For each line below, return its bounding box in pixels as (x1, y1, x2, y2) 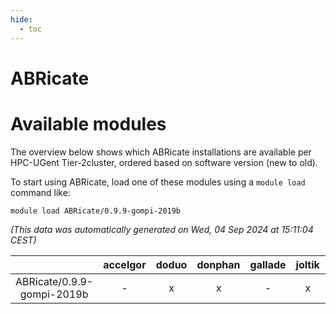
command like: (10, 186, 71, 198)
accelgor (103, 257, 147, 271)
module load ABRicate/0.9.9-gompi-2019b (10, 206, 182, 216)
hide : (10, 14, 33, 25)
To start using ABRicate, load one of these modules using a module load (10, 176, 306, 188)
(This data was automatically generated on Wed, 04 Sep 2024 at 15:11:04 (10, 223, 314, 235)
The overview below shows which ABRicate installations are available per (10, 146, 312, 158)
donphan (196, 257, 241, 271)
